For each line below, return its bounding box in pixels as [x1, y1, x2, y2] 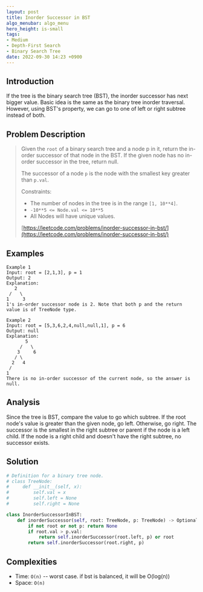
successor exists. [6, 439, 50, 446]
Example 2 [6, 317, 31, 324]
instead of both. [6, 111, 46, 119]
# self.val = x [6, 490, 66, 496]
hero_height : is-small [6, 25, 63, 32]
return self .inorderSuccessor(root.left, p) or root [38, 534, 174, 541]
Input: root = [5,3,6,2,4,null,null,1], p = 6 [6, 323, 126, 329]
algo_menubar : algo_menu [6, 20, 69, 26]
